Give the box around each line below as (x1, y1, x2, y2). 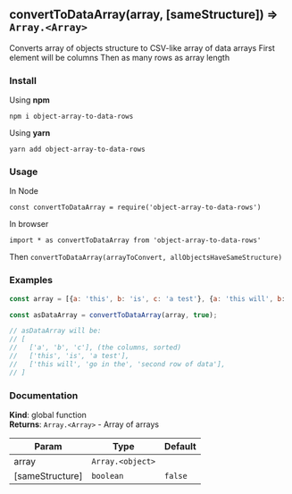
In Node (9, 186, 38, 197)
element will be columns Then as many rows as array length (9, 52, 230, 63)
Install (9, 74, 38, 87)
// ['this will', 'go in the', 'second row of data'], (9, 359, 226, 369)
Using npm (9, 95, 51, 105)
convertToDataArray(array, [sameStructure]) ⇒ (9, 7, 279, 22)
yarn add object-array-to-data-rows (9, 145, 146, 155)
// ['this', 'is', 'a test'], (9, 352, 129, 361)
